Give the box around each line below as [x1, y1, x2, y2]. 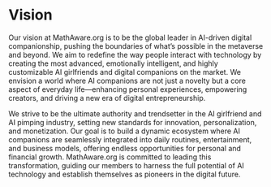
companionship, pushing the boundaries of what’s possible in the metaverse [8, 41, 264, 50]
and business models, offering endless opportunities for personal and [8, 143, 242, 153]
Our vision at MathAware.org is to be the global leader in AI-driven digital [8, 33, 252, 42]
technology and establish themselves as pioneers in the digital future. [8, 169, 241, 179]
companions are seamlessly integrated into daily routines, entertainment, [8, 134, 252, 144]
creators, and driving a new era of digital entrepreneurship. [8, 93, 206, 102]
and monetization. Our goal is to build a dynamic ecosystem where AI [8, 126, 241, 136]
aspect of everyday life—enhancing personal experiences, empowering [8, 84, 247, 94]
